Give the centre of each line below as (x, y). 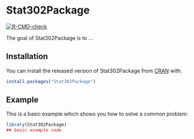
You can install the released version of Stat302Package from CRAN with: (94, 71)
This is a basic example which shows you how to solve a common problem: (97, 114)
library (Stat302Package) (36, 125)
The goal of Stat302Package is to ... (49, 38)
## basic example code (34, 130)
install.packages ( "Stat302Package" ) (51, 81)
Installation (27, 57)
